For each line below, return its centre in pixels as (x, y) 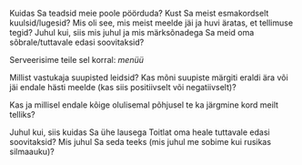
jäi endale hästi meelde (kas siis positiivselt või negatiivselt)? (123, 87)
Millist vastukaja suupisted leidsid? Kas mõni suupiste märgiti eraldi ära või (149, 77)
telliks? (23, 114)
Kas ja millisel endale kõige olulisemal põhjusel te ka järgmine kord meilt (144, 105)
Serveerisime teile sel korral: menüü (76, 60)
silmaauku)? (32, 151)
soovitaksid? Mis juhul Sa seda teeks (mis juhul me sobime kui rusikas (140, 142)
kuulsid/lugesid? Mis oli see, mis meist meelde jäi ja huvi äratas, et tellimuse (151, 23)
